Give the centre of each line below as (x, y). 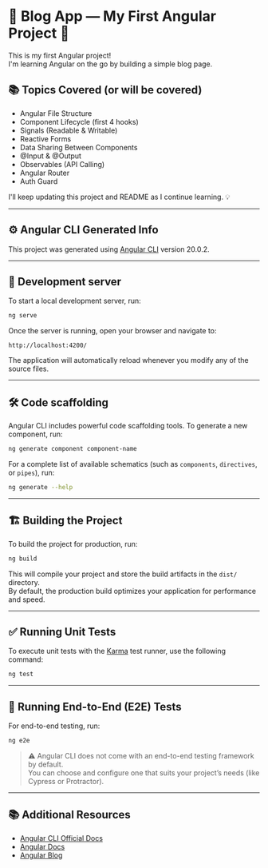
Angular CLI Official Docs (61, 838)
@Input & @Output (51, 156)
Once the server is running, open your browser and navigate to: (112, 331)
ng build (23, 559)
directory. (24, 582)
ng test (21, 675)
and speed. (27, 599)
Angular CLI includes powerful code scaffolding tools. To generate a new (128, 426)
